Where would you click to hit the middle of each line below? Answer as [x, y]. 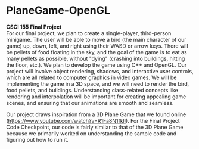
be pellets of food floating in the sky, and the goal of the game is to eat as [97, 52]
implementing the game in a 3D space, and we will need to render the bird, [98, 83]
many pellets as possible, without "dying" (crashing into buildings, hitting [96, 58]
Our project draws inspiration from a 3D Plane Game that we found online [96, 114]
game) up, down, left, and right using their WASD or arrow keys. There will [97, 46]
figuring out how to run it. [37, 139]
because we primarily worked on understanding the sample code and [91, 133]
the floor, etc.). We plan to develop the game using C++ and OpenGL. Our [97, 65]
